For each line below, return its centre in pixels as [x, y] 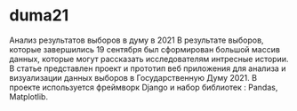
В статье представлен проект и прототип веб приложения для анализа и [148, 68]
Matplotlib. [29, 96]
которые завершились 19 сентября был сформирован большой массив [144, 49]
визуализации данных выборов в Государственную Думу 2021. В [133, 77]
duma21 [39, 16]
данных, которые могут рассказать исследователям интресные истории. [149, 59]
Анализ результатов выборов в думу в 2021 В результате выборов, [136, 40]
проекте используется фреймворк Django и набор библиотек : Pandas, [144, 87]
